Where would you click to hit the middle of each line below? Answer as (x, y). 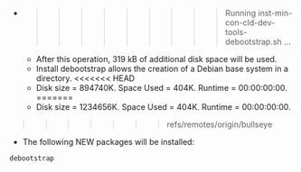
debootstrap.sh (253, 41)
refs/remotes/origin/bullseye (220, 124)
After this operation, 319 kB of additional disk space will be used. (156, 59)
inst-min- (275, 13)
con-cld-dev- (250, 23)
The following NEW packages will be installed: (108, 142)
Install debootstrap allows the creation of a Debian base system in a (162, 68)
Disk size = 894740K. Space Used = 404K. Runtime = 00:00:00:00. (161, 88)
